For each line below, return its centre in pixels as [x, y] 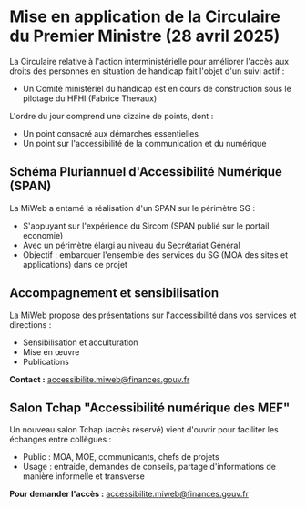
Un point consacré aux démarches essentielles [110, 133]
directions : [31, 324]
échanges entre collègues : [61, 440]
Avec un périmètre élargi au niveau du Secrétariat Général [131, 245]
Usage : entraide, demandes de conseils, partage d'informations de [149, 467]
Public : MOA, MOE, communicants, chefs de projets [121, 457]
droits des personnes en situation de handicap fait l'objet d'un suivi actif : [147, 71]
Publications [46, 361]
